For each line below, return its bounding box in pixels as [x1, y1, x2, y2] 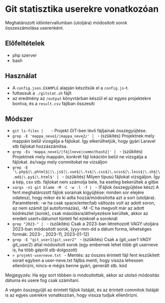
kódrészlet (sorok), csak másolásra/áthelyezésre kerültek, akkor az [12, 211, 149, 216]
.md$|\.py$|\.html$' [12, 175, 55, 180]
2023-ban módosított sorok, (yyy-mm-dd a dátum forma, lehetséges [12, 226, 152, 232]
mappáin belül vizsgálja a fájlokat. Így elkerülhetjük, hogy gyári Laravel [12, 138, 156, 144]
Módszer [5, 115, 33, 123]
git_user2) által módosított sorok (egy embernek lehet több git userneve [12, 242, 159, 248]
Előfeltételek [5, 39, 45, 48]
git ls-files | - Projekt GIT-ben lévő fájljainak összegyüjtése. [12, 128, 147, 134]
